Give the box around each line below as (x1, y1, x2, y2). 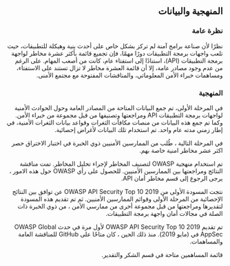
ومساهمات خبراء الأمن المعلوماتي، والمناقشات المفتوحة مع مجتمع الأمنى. (36, 71, 223, 79)
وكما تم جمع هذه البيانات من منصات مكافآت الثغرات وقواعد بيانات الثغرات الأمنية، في (6, 118, 223, 126)
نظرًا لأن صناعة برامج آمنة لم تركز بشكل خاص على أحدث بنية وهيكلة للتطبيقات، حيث (7, 41, 223, 50)
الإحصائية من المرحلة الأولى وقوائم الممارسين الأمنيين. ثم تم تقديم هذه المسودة (20, 195, 223, 203)
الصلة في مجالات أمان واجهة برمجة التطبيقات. (105, 209, 223, 217)
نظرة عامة (191, 26, 223, 36)
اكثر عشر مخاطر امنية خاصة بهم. (139, 146, 223, 154)
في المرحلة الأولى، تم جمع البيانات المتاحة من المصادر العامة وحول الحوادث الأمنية (14, 103, 223, 112)
